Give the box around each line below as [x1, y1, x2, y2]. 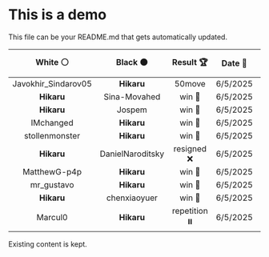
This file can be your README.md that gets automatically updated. [8, 32, 228, 42]
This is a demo [8, 6, 106, 24]
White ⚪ [35, 56, 70, 67]
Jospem [116, 104, 148, 115]
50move [174, 78, 206, 89]
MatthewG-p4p [22, 166, 82, 177]
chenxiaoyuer [106, 192, 158, 203]
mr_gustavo [30, 179, 74, 190]
